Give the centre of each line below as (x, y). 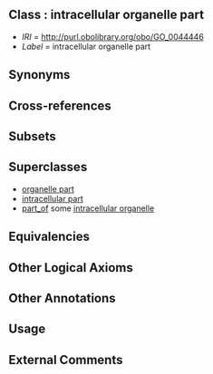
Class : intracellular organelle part (106, 15)
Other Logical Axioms (71, 268)
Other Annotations (62, 298)
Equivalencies (49, 237)
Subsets (32, 136)
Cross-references (60, 105)
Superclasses (48, 167)
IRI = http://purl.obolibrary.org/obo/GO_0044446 (113, 36)
